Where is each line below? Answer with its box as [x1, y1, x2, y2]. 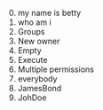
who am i [17, 17, 51, 27]
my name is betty [17, 8, 82, 18]
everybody [17, 74, 58, 83]
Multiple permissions [17, 64, 95, 75]
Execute [17, 55, 48, 65]
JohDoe [17, 92, 47, 103]
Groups [17, 27, 45, 36]
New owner [17, 35, 60, 46]
